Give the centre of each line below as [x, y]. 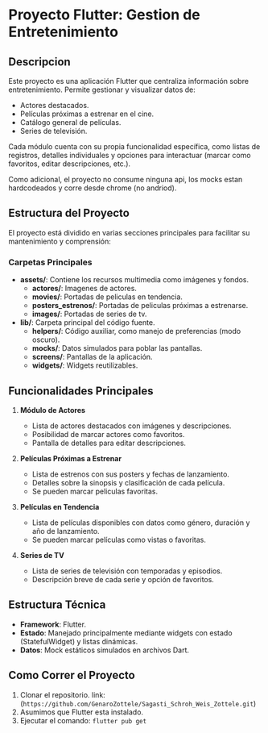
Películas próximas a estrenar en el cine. [87, 114]
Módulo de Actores [53, 410]
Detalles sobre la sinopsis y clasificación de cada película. [128, 482]
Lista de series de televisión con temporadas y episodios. [127, 571]
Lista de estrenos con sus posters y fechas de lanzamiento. [130, 474]
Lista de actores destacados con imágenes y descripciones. [132, 426]
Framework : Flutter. [53, 624]
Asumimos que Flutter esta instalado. [81, 712]
